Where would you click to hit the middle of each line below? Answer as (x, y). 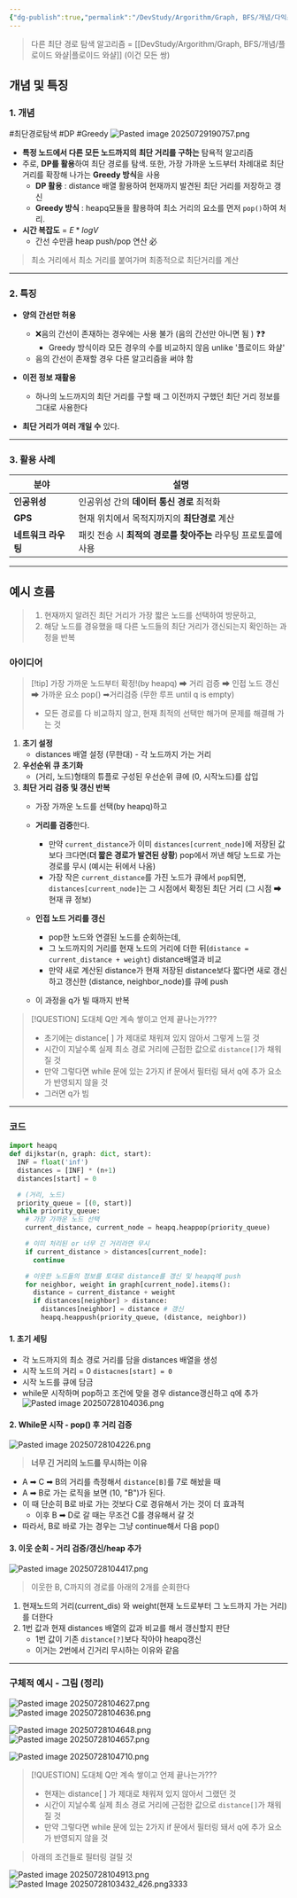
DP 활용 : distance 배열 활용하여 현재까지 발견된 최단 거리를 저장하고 (153, 186)
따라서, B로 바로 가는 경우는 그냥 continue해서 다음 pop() (121, 1527)
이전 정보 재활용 (49, 377)
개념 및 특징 (39, 86)
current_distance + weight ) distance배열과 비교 (135, 959)
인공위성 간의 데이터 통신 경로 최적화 (149, 502)
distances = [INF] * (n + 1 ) (67, 1170)
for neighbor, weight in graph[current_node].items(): (128, 1285)
